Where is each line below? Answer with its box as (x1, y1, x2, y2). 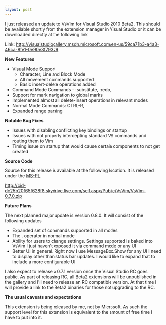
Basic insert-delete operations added (19, 81, 96, 87)
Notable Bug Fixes (5, 117, 44, 123)
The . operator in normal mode (12, 232, 75, 239)
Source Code (5, 158, 33, 164)
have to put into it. (5, 314, 42, 320)
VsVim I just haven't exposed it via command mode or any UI (12, 243, 136, 249)
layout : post (5, 7, 32, 12)
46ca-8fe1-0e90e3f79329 (5, 46, 59, 52)
